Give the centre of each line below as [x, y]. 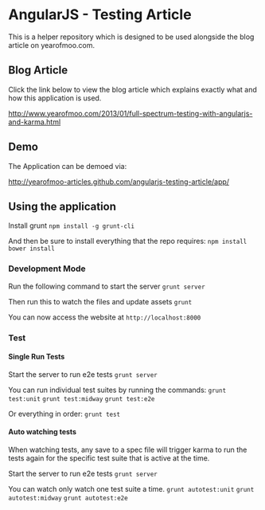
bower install [32, 249]
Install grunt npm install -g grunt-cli [72, 226]
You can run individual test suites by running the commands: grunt [117, 390]
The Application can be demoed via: [68, 166]
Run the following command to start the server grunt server [107, 286]
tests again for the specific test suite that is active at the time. [109, 458]
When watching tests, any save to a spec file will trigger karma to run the [128, 449]
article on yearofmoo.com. [52, 45]
